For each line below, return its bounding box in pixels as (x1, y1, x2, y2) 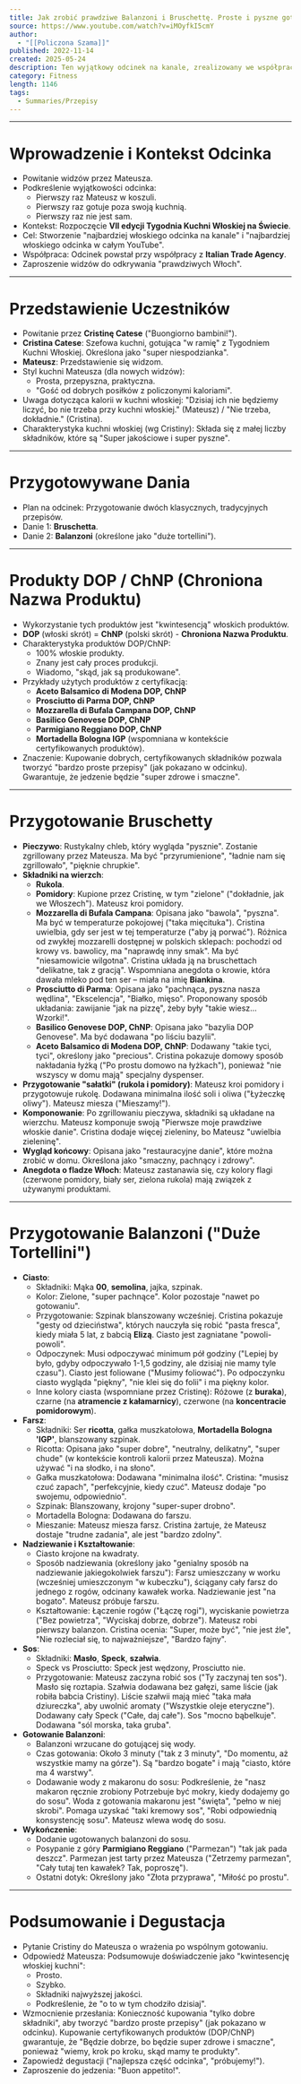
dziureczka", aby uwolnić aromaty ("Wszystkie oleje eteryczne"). (35, 1701, 275, 1711)
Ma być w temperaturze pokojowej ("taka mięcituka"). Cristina (35, 917, 266, 928)
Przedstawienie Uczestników (9, 298, 230, 319)
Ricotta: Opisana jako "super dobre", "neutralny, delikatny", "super (35, 1443, 280, 1454)
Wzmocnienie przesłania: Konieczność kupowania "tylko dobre (21, 2008, 255, 2019)
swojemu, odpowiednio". (35, 1491, 127, 1502)
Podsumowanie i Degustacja (9, 1912, 226, 1932)
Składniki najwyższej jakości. (35, 1988, 143, 1999)
